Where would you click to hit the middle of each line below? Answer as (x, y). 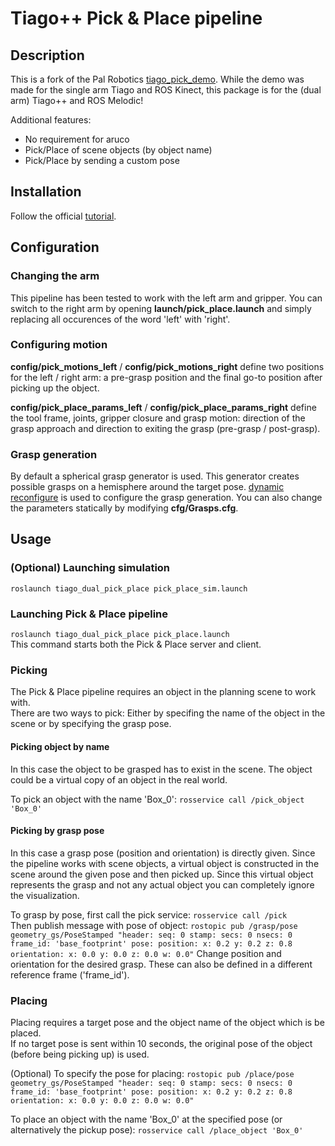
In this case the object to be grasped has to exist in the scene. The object (161, 769)
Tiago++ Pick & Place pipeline (136, 18)
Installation (46, 192)
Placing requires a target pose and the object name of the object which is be (167, 1023)
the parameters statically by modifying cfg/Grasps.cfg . (124, 508)
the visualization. (45, 895)
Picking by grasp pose (57, 831)
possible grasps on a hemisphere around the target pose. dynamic (147, 487)
